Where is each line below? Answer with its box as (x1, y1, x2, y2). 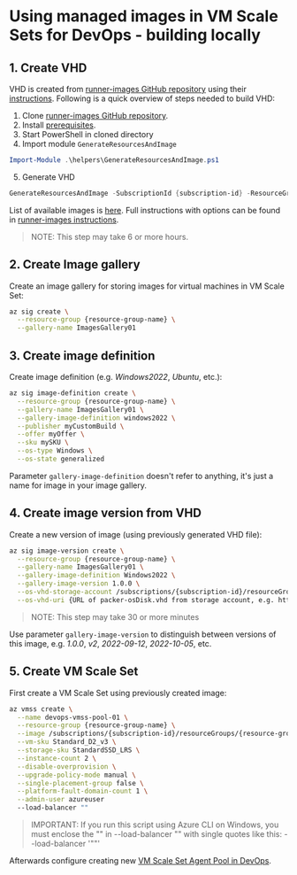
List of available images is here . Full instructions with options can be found (9, 205, 281, 215)
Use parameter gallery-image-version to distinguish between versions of (9, 629, 277, 639)
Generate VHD (21, 171, 75, 182)
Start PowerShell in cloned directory (21, 129, 154, 139)
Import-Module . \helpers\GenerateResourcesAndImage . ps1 (9, 156, 219, 165)
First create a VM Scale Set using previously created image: (9, 687, 227, 698)
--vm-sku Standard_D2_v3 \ (17, 738, 117, 747)
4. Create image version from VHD (9, 506, 202, 521)
